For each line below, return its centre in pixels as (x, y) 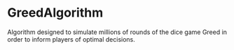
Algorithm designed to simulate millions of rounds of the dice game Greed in (117, 32)
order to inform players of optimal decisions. (71, 39)
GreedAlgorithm (55, 13)
